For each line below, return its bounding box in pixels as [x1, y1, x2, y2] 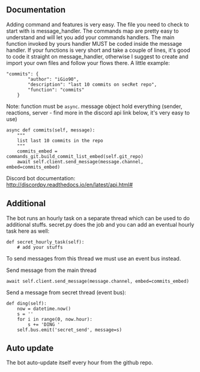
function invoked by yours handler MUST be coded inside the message [6, 40, 182, 47]
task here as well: [6, 227, 50, 235]
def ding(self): [6, 300, 47, 306]
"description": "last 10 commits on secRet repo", [28, 81, 157, 87]
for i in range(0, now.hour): [17, 316, 93, 322]
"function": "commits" [28, 87, 85, 93]
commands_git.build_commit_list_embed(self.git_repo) [6, 153, 144, 159]
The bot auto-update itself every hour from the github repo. [6, 359, 153, 367]
